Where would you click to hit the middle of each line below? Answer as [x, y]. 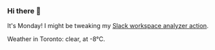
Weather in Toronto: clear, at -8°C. [56, 39]
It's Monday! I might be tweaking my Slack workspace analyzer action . [108, 26]
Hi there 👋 [24, 11]
